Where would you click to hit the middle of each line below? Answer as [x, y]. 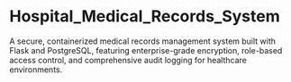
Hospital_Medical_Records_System [145, 16]
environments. [36, 70]
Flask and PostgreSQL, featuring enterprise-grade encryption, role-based [146, 50]
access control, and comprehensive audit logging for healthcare [128, 60]
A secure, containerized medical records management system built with [143, 41]
